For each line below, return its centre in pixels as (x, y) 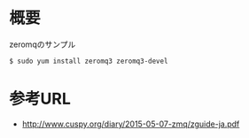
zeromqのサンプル (43, 44)
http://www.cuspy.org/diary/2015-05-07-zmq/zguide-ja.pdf (131, 124)
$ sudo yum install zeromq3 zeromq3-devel (89, 61)
